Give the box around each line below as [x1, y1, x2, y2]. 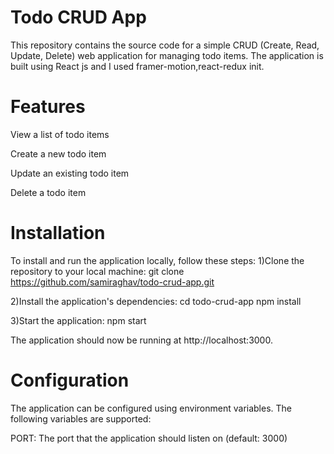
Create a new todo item [10, 147, 107, 160]
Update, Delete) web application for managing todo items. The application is [10, 49, 324, 61]
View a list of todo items [10, 128, 110, 140]
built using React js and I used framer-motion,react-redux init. [10, 60, 265, 72]
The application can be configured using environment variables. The [10, 402, 293, 414]
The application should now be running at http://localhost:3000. [10, 334, 273, 346]
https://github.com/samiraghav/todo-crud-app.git [10, 276, 215, 288]
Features [10, 96, 86, 118]
